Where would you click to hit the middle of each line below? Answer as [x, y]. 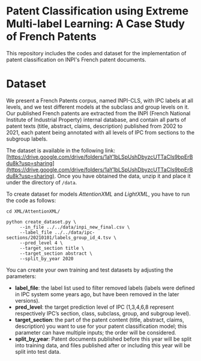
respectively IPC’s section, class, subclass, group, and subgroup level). [103, 313]
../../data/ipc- [75, 232]
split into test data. [38, 351]
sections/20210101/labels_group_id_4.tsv [59, 238]
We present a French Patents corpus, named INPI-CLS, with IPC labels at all [100, 100]
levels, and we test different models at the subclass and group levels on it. [98, 107]
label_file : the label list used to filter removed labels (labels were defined [105, 288]
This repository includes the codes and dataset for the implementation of [97, 53]
